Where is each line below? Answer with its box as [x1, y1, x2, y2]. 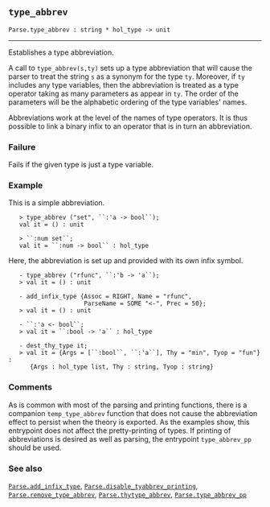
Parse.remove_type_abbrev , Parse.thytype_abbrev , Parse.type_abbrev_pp [8, 490, 247, 499]
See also [8, 463, 43, 474]
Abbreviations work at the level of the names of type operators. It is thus [8, 113, 247, 122]
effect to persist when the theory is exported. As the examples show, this [8, 417, 251, 427]
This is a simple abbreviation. [8, 198, 105, 208]
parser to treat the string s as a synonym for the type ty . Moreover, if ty [8, 72, 245, 81]
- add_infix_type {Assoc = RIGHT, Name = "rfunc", [18, 293, 193, 301]
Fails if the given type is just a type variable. [8, 160, 154, 170]
